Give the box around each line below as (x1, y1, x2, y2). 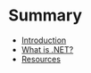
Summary (8, 5, 82, 26)
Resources (21, 53, 62, 64)
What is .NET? (21, 44, 74, 54)
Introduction (21, 35, 67, 45)
